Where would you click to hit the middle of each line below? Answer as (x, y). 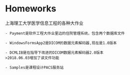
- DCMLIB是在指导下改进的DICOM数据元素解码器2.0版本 (54, 53)
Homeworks (31, 9)
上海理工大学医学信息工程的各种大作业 (44, 23)
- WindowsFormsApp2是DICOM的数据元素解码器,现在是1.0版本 (61, 43)
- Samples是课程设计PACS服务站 (34, 68)
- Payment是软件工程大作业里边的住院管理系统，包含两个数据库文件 (65, 33)
